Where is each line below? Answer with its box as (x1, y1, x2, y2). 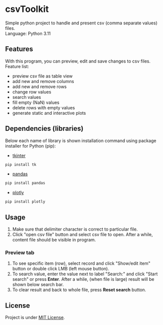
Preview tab (5, 249, 35, 256)
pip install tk (5, 162, 37, 167)
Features (5, 45, 33, 53)
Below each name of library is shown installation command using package (5, 138, 157, 144)
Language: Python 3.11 (5, 30, 51, 36)
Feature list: (5, 63, 29, 69)
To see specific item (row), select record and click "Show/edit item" (12, 260, 151, 266)
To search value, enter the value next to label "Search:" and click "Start (12, 271, 158, 277)
